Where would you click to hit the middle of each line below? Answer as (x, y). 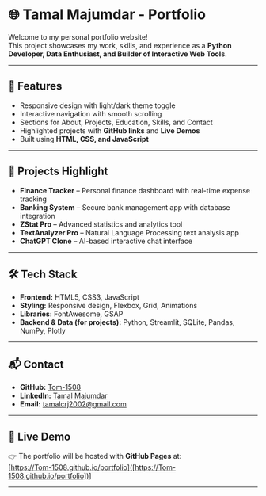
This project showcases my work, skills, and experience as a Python (120, 45)
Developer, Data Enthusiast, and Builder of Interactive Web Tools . (118, 54)
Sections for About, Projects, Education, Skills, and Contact (116, 122)
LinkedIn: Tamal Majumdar (63, 396)
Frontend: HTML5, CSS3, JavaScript (80, 297)
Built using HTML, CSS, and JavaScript (84, 139)
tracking (33, 199)
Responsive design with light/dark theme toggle (97, 105)
